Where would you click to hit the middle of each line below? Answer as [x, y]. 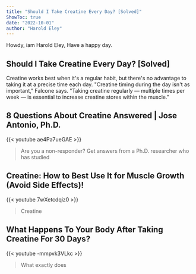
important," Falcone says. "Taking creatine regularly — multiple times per [96, 91]
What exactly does [43, 264]
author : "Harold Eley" [34, 28]
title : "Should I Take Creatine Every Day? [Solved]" [74, 12]
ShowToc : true [24, 17]
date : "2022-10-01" [30, 23]
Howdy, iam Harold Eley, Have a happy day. [59, 45]
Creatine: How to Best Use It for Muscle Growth [95, 176]
